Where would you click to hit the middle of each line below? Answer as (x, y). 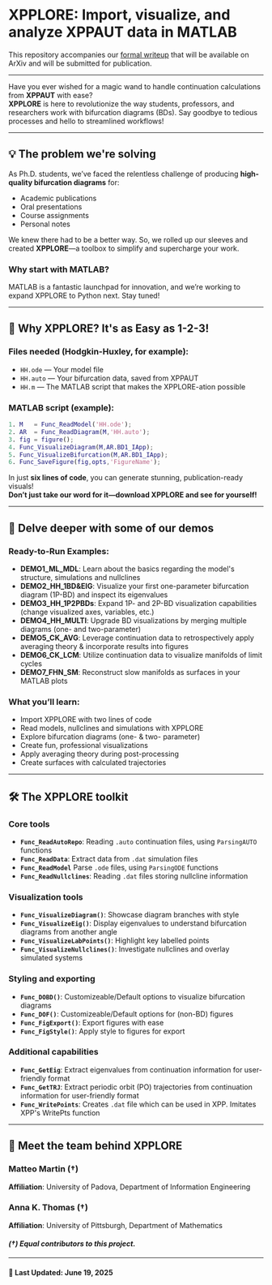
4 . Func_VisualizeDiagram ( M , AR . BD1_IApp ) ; (81, 447)
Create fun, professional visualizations (84, 746)
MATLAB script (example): (62, 407)
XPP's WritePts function (60, 1112)
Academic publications (58, 198)
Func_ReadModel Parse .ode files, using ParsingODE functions (119, 867)
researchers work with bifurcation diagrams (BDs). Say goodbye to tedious (133, 112)
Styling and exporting (52, 979)
